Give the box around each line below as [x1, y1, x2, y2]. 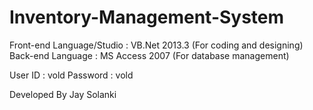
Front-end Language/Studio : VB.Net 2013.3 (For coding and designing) [9, 39, 304, 51]
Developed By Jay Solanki [9, 88, 117, 100]
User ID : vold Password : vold [9, 69, 134, 81]
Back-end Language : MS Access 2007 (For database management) [9, 49, 290, 61]
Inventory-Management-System [9, 6, 285, 29]
